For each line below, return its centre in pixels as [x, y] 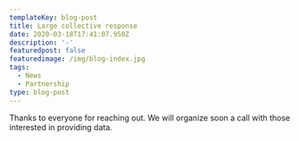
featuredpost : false [48, 51]
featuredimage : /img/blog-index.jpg [77, 59]
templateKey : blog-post [54, 17]
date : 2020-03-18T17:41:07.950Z [69, 34]
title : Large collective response [74, 26]
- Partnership [43, 84]
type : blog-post [39, 92]
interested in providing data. [61, 127]
